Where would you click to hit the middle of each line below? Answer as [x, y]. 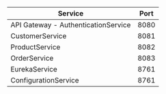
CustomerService [39, 36]
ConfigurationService [45, 80]
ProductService [36, 47]
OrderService [32, 58]
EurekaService [34, 69]
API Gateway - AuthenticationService [71, 25]
